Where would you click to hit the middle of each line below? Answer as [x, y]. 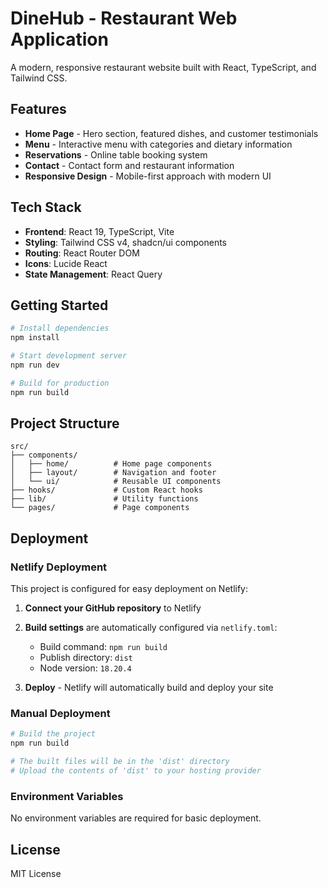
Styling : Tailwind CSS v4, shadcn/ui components [125, 242]
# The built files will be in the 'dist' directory [120, 762]
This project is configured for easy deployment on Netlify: [129, 589]
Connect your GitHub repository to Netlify [113, 608]
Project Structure [65, 423]
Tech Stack [46, 207]
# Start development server [69, 356]
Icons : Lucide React [66, 263]
